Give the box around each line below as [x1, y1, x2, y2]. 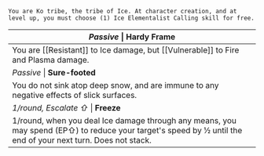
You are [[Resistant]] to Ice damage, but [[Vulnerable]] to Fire [12, 45, 240, 55]
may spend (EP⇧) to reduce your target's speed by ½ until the [12, 125, 243, 136]
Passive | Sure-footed [12, 67, 96, 78]
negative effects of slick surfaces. [12, 90, 137, 100]
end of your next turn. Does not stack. [12, 135, 152, 145]
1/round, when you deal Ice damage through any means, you [12, 115, 237, 125]
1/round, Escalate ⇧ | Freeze [12, 103, 121, 113]
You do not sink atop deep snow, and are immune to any [12, 80, 219, 90]
